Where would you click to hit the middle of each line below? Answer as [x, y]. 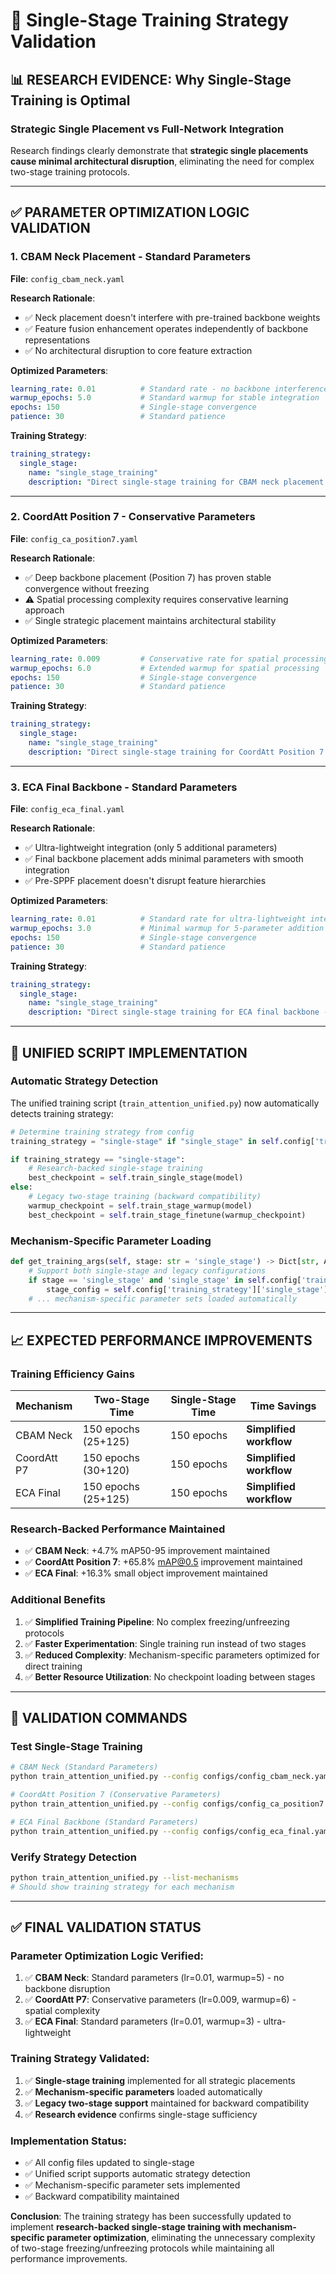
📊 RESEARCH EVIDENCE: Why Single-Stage [151, 79]
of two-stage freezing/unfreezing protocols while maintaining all [142, 2248]
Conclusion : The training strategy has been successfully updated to [151, 2216]
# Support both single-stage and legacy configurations [147, 1270]
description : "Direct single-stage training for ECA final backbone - [178, 1012]
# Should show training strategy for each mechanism [122, 1887]
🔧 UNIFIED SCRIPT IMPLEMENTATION [129, 1052]
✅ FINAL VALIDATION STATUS [106, 1927]
